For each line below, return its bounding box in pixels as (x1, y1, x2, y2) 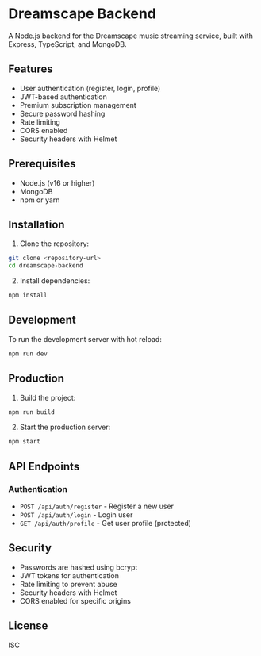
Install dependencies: (19, 276, 90, 286)
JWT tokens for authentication (19, 570, 119, 580)
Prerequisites (8, 157, 76, 171)
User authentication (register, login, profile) (19, 83, 161, 93)
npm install (8, 291, 48, 300)
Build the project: (19, 393, 76, 402)
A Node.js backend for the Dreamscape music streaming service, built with (8, 31, 254, 40)
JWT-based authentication (19, 92, 107, 102)
